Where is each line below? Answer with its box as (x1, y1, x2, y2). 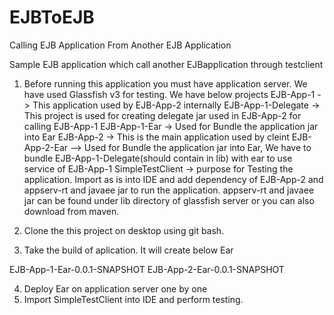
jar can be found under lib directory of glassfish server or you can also (23, 194, 315, 206)
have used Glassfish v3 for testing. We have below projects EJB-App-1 (23, 88, 316, 100)
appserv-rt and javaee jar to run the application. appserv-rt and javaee (23, 184, 315, 196)
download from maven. (23, 205, 120, 217)
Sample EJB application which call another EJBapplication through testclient (9, 58, 324, 70)
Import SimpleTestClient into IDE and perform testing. (23, 293, 244, 305)
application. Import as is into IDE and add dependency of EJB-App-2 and (23, 173, 324, 185)
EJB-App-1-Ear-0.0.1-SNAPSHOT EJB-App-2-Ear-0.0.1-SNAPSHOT (9, 263, 285, 275)
